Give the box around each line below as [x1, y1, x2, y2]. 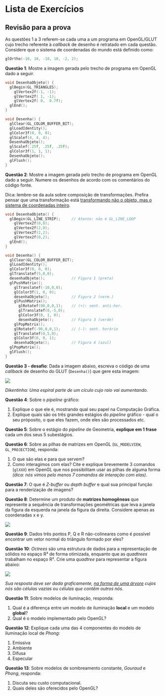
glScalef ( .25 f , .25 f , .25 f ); [9, 144, 70, 149]
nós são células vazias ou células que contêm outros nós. [5, 585, 124, 592]
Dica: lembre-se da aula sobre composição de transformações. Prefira [5, 191, 149, 197]
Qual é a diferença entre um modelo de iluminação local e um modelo [12, 604, 155, 610]
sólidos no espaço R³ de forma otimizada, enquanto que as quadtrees [5, 551, 148, 557]
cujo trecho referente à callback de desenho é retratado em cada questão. [5, 42, 157, 47]
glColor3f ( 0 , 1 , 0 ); [18, 313, 61, 318]
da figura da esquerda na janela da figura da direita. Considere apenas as [5, 507, 155, 512]
